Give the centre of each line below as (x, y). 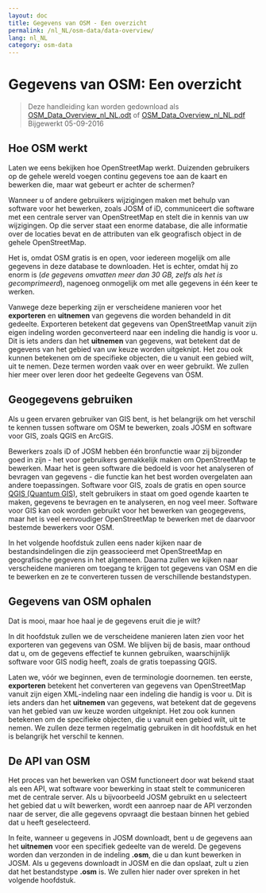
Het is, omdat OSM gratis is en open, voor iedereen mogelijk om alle (120, 257)
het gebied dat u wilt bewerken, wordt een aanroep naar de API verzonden (130, 805)
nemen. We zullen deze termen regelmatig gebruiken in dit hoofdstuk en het (133, 727)
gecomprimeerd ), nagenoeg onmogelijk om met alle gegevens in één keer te (133, 283)
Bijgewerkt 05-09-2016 (66, 123)
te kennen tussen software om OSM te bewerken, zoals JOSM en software (130, 427)
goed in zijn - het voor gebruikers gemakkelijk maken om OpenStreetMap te (132, 459)
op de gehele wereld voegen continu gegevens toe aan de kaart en (118, 176)
